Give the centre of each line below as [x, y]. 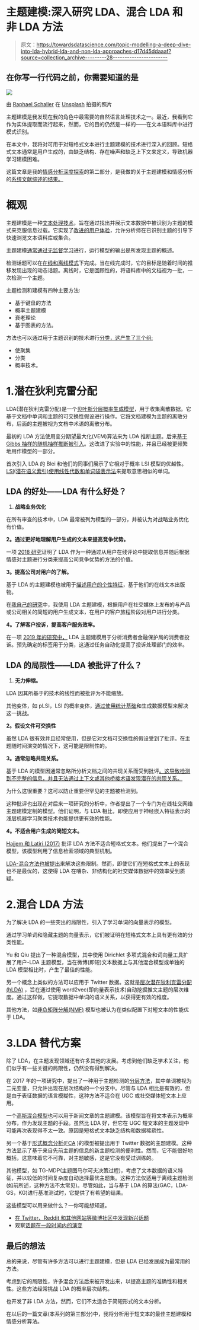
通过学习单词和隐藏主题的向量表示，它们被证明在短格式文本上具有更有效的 [97, 935]
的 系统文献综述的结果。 [35, 179]
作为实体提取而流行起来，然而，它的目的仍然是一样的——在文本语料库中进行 [99, 124]
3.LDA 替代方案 [44, 1043]
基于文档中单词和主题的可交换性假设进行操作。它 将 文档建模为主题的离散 [94, 416]
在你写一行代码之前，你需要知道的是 [72, 78]
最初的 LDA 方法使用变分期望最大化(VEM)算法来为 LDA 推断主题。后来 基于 [97, 436]
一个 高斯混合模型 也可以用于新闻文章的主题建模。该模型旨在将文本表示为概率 [99, 1116]
